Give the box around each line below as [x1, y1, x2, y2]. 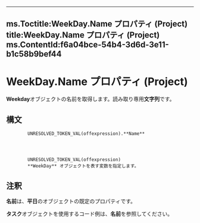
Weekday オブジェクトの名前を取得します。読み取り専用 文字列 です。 [6, 96, 175, 103]
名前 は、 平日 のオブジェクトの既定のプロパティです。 [6, 197, 136, 205]
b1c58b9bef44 [6, 49, 62, 59]
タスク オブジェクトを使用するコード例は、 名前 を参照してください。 [6, 210, 173, 217]
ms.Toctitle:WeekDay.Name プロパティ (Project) [6, 19, 188, 29]
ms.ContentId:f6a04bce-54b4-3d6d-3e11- [6, 40, 170, 50]
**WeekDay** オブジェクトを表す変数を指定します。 [27, 163, 139, 169]
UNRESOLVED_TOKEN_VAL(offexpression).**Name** [27, 131, 145, 137]
